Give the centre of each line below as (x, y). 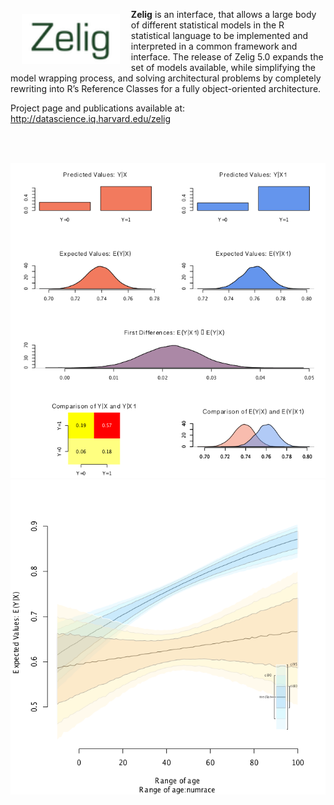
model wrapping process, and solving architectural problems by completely (166, 78)
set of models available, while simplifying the (223, 67)
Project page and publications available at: (98, 108)
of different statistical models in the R (207, 25)
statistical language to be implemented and (219, 35)
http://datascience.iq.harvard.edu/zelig (91, 118)
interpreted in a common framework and (214, 46)
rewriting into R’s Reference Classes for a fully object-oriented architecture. (166, 88)
